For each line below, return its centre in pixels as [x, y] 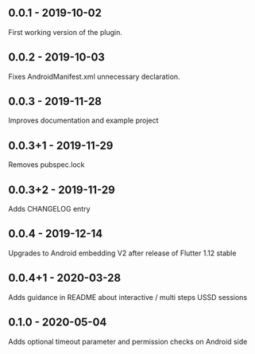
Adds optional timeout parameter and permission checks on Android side [128, 341]
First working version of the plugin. [66, 32]
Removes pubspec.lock [46, 165]
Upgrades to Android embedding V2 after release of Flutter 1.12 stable [122, 253]
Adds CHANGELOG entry [49, 209]
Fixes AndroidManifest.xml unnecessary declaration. [94, 76]
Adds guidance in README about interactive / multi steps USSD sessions [128, 297]
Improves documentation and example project [83, 121]
